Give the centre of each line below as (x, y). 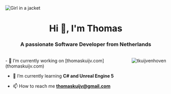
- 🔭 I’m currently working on (35, 61)
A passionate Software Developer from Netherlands (86, 44)
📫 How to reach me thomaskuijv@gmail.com (62, 86)
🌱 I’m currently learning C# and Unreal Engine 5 (63, 76)
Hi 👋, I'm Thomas (86, 29)
